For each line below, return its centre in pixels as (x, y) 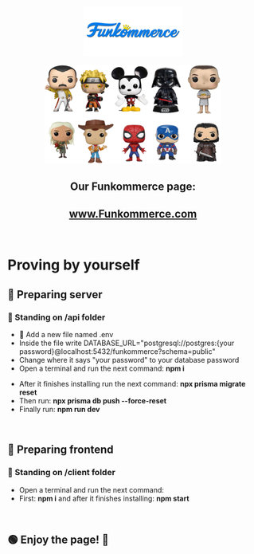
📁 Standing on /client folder (62, 473)
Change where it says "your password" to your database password (129, 360)
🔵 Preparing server (55, 295)
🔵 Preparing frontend (61, 450)
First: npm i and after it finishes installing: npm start (104, 498)
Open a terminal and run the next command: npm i (102, 368)
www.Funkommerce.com (133, 214)
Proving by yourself (74, 265)
